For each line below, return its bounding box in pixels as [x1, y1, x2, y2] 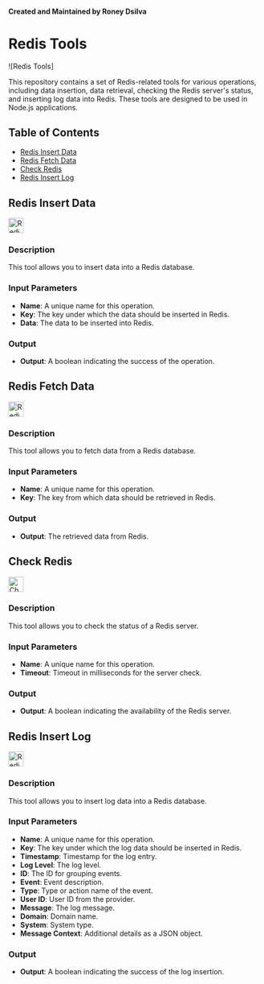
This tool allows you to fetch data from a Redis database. [8, 446, 197, 456]
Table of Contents [8, 126, 100, 139]
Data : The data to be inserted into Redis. [19, 318, 154, 328]
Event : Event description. [19, 877, 104, 887]
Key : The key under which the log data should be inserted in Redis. [19, 842, 242, 853]
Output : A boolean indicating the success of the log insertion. [19, 967, 225, 977]
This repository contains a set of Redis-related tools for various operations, [8, 76, 257, 86]
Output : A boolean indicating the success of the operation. [19, 357, 215, 366]
